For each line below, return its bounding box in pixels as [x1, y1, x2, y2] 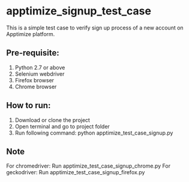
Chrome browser [14, 83, 57, 90]
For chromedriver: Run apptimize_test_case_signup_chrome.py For [6, 162, 171, 169]
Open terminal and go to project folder [14, 123, 110, 130]
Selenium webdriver [14, 70, 65, 77]
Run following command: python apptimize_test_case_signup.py [14, 129, 173, 136]
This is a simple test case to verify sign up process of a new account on [6, 24, 184, 31]
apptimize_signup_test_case [6, 4, 152, 18]
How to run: [6, 100, 51, 111]
